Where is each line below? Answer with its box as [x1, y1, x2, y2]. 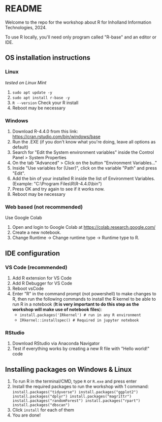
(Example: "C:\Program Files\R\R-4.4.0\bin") [12, 180, 102, 186]
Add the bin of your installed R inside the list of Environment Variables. [12, 176, 155, 181]
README [5, 3, 42, 14]
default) [12, 144, 29, 150]
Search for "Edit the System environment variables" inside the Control [12, 149, 154, 155]
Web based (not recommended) [5, 203, 83, 210]
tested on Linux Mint [5, 79, 47, 85]
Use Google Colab [5, 215, 42, 221]
